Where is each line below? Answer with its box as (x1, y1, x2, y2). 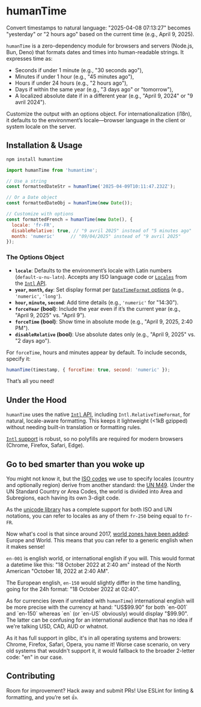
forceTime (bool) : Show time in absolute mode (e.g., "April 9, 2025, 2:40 (14, 317, 193, 325)
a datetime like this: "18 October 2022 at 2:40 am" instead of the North (6, 561, 181, 569)
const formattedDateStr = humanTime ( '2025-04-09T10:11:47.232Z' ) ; (6, 183, 176, 190)
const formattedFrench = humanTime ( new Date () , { (6, 216, 133, 222)
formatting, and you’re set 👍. (6, 693, 79, 701)
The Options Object (6, 253, 65, 262)
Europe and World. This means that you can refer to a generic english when (6, 537, 193, 544)
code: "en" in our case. (6, 653, 64, 661)
